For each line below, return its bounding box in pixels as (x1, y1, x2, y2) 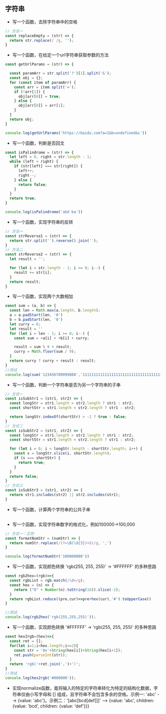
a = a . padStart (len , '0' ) (9, 312, 63, 318)
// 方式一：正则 (5, 531, 34, 536)
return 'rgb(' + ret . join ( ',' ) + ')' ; (9, 662, 81, 667)
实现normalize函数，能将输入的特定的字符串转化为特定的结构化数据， (12, 685, 154, 691)
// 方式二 (5, 423, 23, 428)
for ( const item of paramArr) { (9, 80, 77, 85)
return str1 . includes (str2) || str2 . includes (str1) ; (9, 492, 121, 498)
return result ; (9, 279, 41, 284)
